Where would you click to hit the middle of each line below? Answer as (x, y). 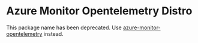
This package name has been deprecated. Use (64, 27)
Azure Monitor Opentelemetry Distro (99, 11)
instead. (54, 33)
